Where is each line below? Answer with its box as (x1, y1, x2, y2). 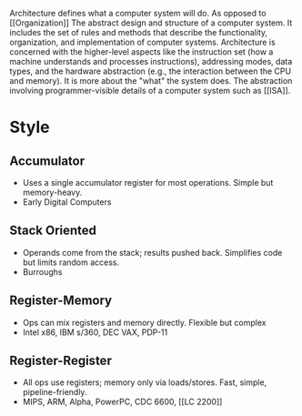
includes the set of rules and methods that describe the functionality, (9, 27, 268, 37)
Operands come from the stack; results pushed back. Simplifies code (22, 247, 283, 258)
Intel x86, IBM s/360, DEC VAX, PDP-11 (22, 327, 168, 338)
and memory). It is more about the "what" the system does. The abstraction (9, 76, 293, 86)
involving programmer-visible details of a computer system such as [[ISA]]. (9, 86, 291, 96)
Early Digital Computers (22, 197, 112, 208)
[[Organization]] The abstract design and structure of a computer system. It (9, 17, 293, 28)
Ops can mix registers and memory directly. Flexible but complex (22, 317, 267, 328)
